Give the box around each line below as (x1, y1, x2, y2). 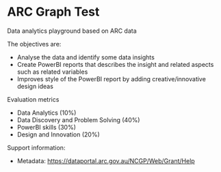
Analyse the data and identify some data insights (16, 53, 155, 61)
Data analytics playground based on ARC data (7, 27, 137, 35)
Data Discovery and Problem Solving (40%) (16, 115, 140, 124)
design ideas (16, 82, 53, 90)
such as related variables (16, 68, 88, 76)
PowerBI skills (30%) (16, 123, 77, 131)
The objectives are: (7, 40, 62, 48)
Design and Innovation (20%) (16, 130, 101, 139)
